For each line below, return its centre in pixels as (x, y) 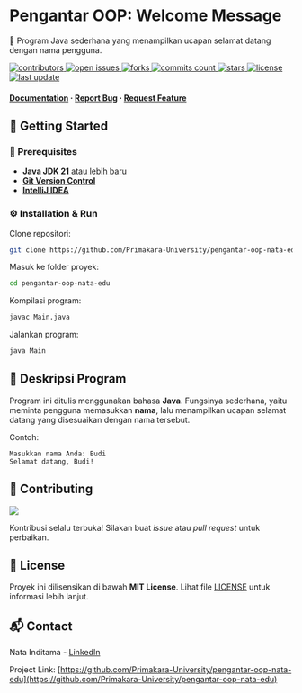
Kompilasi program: (45, 301)
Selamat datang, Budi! (52, 461)
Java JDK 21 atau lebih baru (75, 171)
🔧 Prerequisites (44, 151)
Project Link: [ (35, 670)
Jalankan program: (44, 335)
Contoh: (24, 436)
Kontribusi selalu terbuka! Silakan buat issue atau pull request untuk (135, 527)
